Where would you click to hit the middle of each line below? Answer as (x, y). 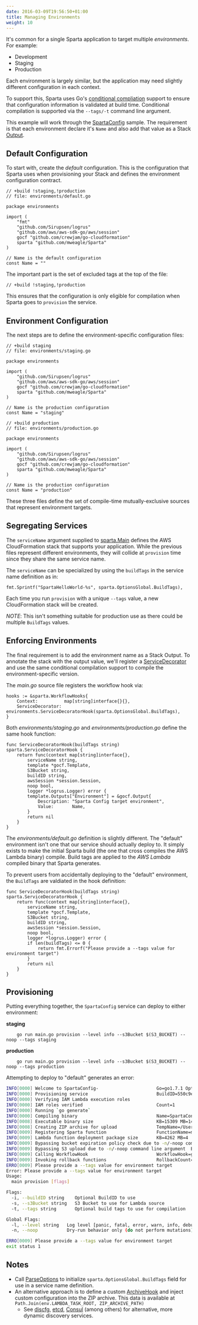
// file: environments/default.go (49, 196)
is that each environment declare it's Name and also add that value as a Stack (99, 129)
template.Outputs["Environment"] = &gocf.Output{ (89, 796)
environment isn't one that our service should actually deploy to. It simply (95, 844)
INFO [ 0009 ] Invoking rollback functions (57, 1160)
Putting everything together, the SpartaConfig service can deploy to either (96, 1006)
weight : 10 (19, 22)
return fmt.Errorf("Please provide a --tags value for (106, 948)
